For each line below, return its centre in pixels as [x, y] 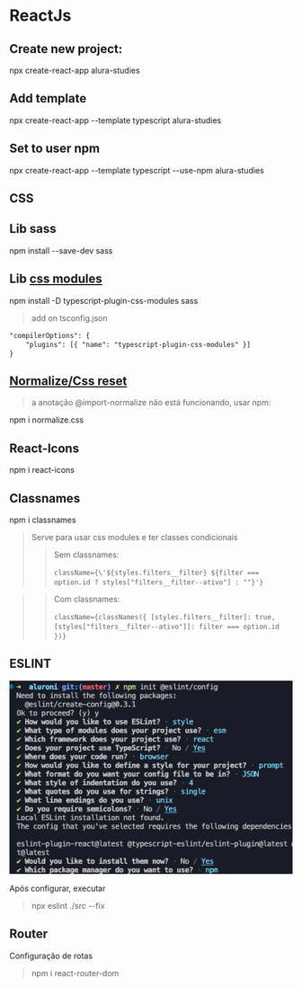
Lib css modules [56, 279]
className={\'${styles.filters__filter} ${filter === [156, 573]
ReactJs [40, 16]
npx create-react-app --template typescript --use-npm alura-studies [137, 170]
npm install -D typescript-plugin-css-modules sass [104, 300]
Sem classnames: [86, 555]
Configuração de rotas [51, 956]
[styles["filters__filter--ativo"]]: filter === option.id [167, 627]
